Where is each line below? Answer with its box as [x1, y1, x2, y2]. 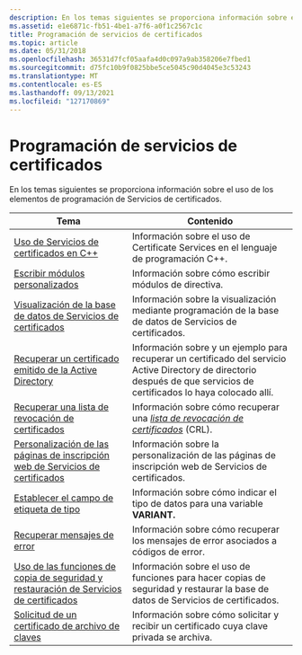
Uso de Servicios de [13, 235, 99, 248]
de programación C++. [131, 252, 227, 265]
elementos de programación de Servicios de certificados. [9, 194, 223, 205]
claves [13, 631, 42, 643]
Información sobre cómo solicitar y [131, 608, 280, 621]
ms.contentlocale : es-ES [9, 80, 102, 89]
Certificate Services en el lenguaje [131, 242, 278, 254]
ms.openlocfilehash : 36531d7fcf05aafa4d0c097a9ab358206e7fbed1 [9, 55, 252, 64]
